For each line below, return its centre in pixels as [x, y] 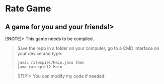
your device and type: [40, 53]
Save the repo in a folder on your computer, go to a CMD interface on [88, 48]
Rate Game [28, 9]
